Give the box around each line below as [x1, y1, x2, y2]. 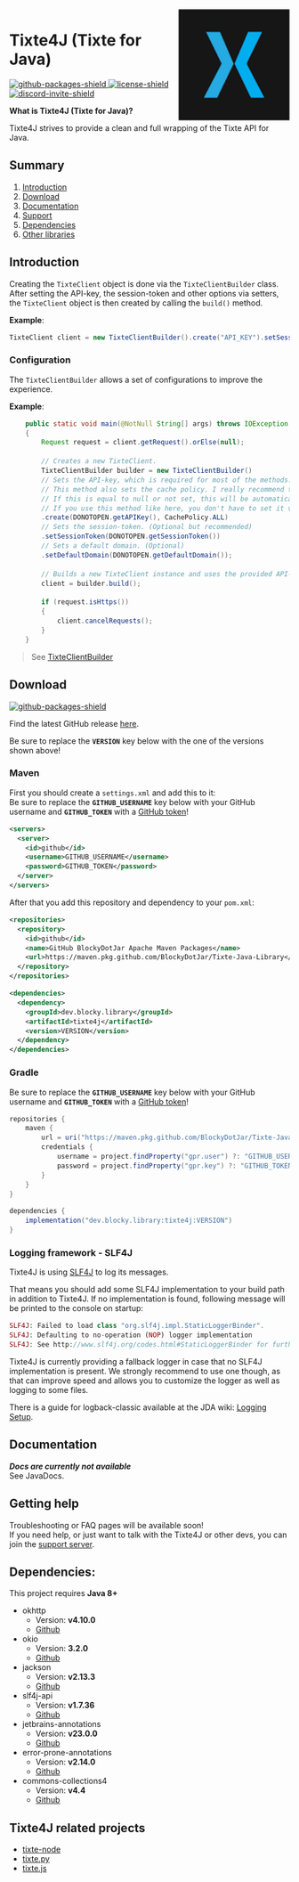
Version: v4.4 [35, 1785, 86, 1796]
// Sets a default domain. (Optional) [41, 542, 185, 550]
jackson [21, 1662, 52, 1673]
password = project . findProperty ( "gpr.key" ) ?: [56, 1161, 238, 1170]
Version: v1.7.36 [35, 1700, 95, 1711]
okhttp [21, 1605, 46, 1616]
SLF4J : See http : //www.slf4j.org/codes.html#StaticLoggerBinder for [9, 1340, 269, 1349]
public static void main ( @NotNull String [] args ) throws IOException [25, 419, 289, 428]
